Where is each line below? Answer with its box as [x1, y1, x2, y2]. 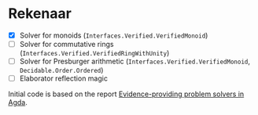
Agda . [8, 98, 28, 107]
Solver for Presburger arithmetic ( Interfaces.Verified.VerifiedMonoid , [19, 56, 250, 66]
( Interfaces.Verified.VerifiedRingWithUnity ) [19, 49, 170, 58]
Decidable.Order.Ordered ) [19, 66, 104, 75]
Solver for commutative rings [19, 40, 114, 49]
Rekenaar [8, 5, 72, 23]
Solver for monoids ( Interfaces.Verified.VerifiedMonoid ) [19, 31, 208, 40]
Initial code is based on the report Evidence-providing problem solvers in [8, 89, 245, 99]
